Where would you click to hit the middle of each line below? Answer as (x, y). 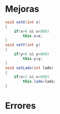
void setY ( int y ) (23, 45)
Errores (20, 106)
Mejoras (22, 9)
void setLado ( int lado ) (30, 68)
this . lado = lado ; (39, 82)
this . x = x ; (33, 36)
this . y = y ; (33, 58)
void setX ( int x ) (23, 22)
